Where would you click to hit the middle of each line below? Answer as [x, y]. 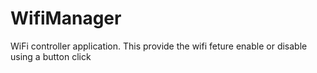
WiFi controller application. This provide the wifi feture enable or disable [159, 46]
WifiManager [66, 18]
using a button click [51, 56]
